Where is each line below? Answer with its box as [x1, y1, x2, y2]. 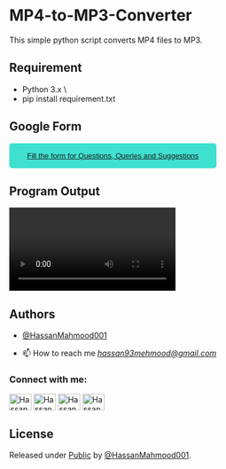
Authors [9, 307, 56, 322]
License [9, 426, 54, 442]
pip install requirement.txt [21, 93, 116, 104]
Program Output [9, 184, 100, 199]
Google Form [9, 119, 82, 134]
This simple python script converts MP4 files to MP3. [9, 35, 203, 45]
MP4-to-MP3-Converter [9, 5, 192, 26]
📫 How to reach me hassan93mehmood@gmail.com [21, 348, 217, 359]
